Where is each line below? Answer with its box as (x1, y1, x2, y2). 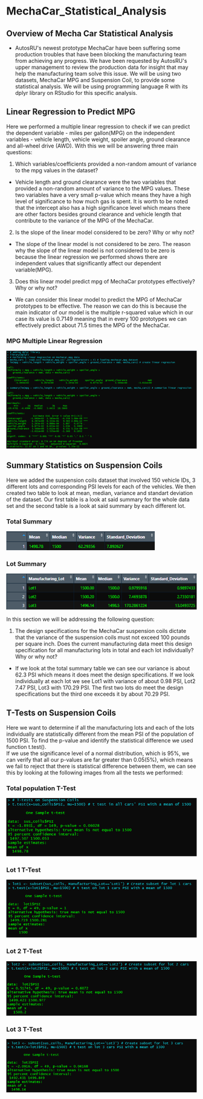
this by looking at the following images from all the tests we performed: (6, 769, 183, 776)
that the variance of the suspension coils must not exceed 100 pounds (14, 634, 190, 641)
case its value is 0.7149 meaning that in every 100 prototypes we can (14, 315, 187, 322)
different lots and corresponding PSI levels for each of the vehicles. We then (6, 482, 196, 490)
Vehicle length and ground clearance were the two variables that (14, 178, 176, 186)
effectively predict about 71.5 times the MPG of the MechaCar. (14, 322, 170, 329)
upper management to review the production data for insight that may (14, 63, 188, 71)
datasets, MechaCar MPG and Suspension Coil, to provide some (14, 77, 175, 83)
